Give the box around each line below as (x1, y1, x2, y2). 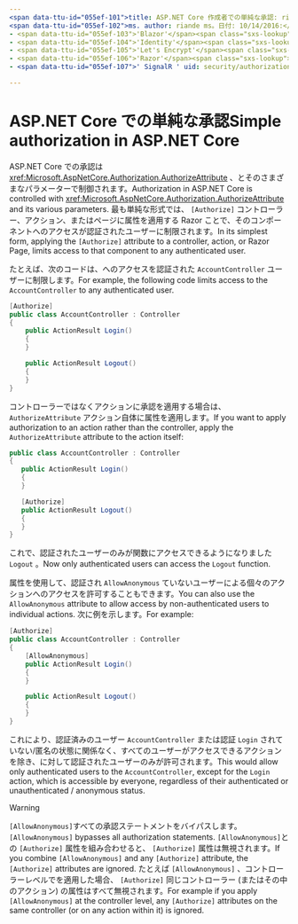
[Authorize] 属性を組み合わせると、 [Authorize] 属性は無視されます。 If (19, 842, 281, 853)
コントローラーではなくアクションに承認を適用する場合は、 (9, 401, 226, 411)
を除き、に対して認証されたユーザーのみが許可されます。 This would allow (9, 756, 278, 767)
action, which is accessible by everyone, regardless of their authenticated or (9, 775, 289, 786)
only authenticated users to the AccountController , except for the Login (9, 766, 271, 777)
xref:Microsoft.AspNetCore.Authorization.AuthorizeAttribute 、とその (9, 172, 262, 183)
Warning (9, 802, 40, 812)
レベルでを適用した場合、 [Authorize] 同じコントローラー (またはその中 (24, 874, 288, 885)
